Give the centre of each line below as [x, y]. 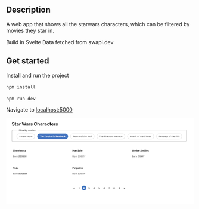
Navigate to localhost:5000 [39, 110]
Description [28, 10]
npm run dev [21, 99]
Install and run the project [38, 75]
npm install [21, 87]
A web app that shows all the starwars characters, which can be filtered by [98, 24]
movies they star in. [30, 30]
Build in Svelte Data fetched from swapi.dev [60, 42]
